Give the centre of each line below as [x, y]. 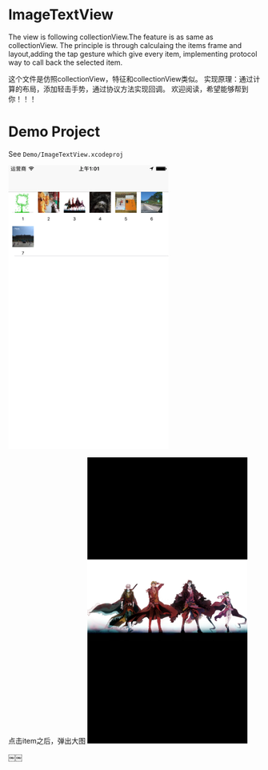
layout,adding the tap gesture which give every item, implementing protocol [133, 54]
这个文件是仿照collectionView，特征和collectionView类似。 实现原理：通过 [131, 78]
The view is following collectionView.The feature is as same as [111, 37]
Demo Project [54, 132]
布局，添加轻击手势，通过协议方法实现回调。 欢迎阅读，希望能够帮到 [135, 89]
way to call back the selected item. [66, 62]
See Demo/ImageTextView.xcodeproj [66, 154]
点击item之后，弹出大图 [47, 740]
